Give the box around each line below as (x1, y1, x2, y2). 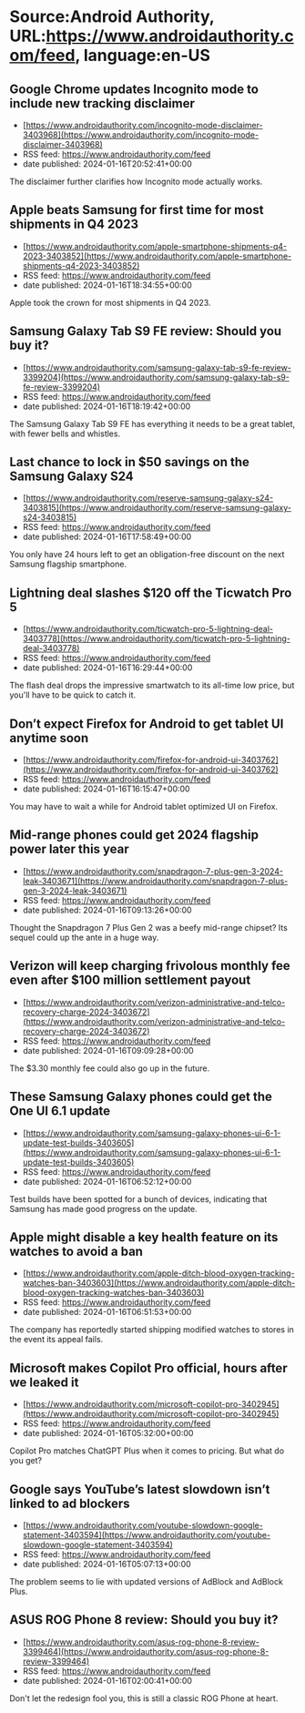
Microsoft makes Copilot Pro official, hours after (9, 1360, 289, 1376)
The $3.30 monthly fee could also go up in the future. (9, 1063, 210, 1074)
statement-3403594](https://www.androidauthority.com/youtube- (22, 1529, 271, 1540)
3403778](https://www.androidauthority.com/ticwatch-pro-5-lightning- (22, 633, 291, 644)
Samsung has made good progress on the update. (9, 1203, 198, 1214)
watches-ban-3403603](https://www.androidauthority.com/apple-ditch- (22, 1278, 296, 1289)
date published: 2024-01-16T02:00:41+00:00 (22, 1675, 193, 1686)
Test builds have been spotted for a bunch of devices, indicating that (9, 1193, 268, 1204)
